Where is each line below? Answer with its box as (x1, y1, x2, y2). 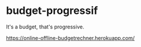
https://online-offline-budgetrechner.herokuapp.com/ (6, 34, 135, 41)
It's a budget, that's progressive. (6, 23, 85, 30)
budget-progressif (6, 4, 98, 17)
